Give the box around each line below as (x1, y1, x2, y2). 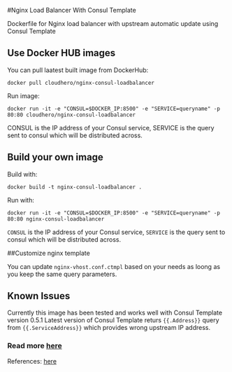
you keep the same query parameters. (7, 270, 117, 278)
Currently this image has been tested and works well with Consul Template (7, 308, 222, 317)
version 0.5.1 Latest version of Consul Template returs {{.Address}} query (7, 316, 219, 324)
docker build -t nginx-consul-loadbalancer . (7, 184, 142, 191)
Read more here (7, 341, 62, 351)
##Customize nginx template (7, 249, 91, 257)
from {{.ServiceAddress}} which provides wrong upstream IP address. (7, 324, 211, 332)
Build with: (7, 170, 38, 178)
